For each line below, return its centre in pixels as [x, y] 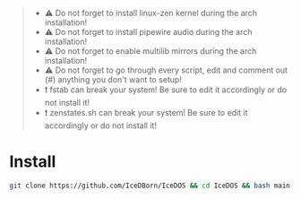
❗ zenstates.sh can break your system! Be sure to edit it [146, 112]
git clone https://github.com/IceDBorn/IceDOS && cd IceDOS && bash [140, 186]
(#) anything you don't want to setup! [113, 79]
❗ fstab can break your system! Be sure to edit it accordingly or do [166, 90]
